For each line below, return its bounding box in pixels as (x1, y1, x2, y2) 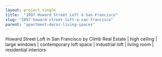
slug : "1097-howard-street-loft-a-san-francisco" (5, 17, 114, 22)
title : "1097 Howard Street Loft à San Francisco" (5, 12, 118, 17)
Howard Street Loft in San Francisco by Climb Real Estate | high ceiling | (5, 36, 157, 42)
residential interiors (5, 47, 46, 53)
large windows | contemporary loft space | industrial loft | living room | (5, 42, 154, 48)
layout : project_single (5, 7, 56, 13)
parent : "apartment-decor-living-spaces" (5, 22, 95, 27)
